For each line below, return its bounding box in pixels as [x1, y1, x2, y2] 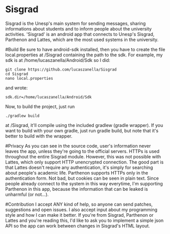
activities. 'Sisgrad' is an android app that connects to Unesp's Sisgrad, [5, 31, 155, 37]
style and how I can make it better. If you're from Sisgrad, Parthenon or [5, 212, 154, 218]
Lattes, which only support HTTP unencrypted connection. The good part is [5, 159, 164, 165]
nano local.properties [5, 76, 53, 81]
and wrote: [5, 85, 28, 91]
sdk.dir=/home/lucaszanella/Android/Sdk [5, 94, 92, 99]
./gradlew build [5, 113, 40, 118]
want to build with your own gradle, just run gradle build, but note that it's [5, 127, 159, 133]
